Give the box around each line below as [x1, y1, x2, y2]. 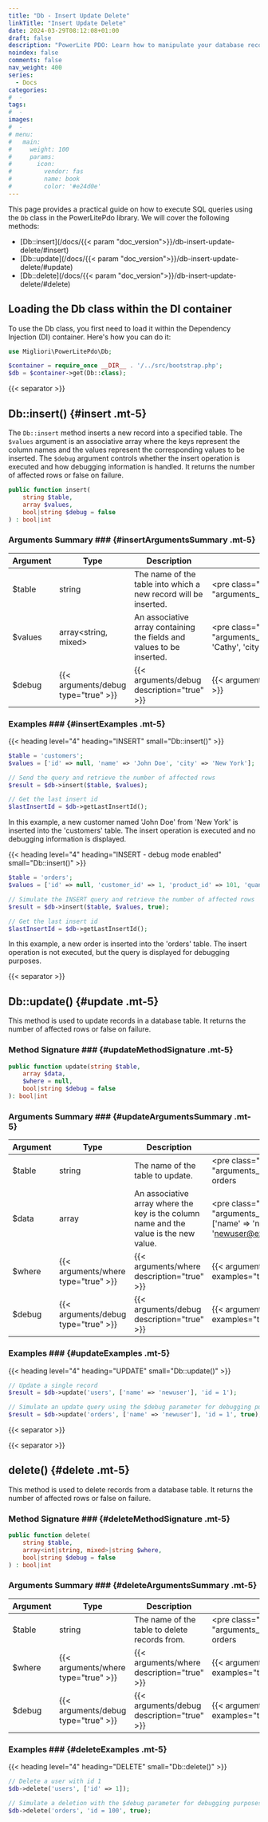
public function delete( [8, 1531, 91, 1539]
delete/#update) [19, 262, 73, 271]
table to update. [134, 1170, 193, 1182]
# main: [8, 137, 41, 146]
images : [8, 116, 34, 124]
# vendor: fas [8, 168, 84, 176]
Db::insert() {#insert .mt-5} [8, 406, 148, 420]
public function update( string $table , [8, 1063, 141, 1071]
